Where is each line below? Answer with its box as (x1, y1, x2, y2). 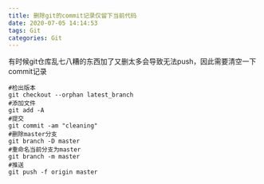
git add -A (8, 107, 45, 115)
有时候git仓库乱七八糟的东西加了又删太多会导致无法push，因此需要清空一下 (8, 57, 257, 66)
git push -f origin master (8, 168, 98, 176)
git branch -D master (8, 137, 81, 146)
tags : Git (8, 26, 41, 34)
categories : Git (8, 33, 62, 42)
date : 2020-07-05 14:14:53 (8, 19, 98, 27)
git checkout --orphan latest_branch (8, 91, 134, 100)
